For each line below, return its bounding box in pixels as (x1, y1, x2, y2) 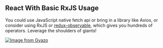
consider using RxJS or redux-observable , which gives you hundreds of (5, 22, 153, 28)
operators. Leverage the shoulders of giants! (5, 27, 97, 34)
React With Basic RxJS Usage (5, 4, 99, 12)
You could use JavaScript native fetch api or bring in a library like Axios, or (5, 17, 159, 23)
